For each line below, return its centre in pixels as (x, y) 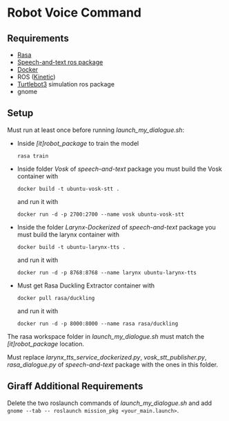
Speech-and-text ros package (60, 62)
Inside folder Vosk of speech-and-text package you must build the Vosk (120, 169)
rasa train (33, 156)
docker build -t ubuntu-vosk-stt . (68, 189)
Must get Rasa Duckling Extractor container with (86, 286)
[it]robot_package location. (46, 344)
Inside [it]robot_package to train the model (78, 143)
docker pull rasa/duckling (56, 298)
